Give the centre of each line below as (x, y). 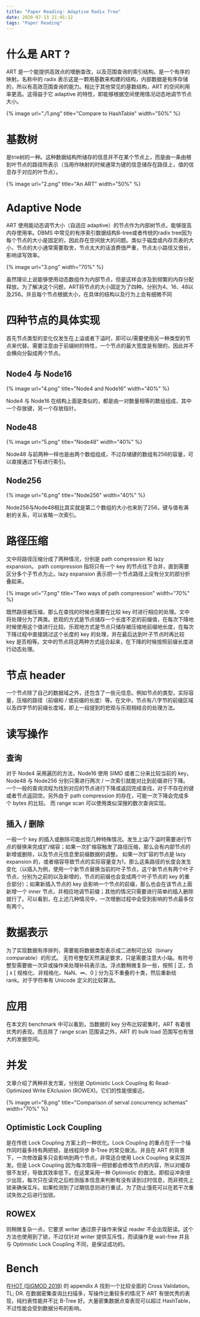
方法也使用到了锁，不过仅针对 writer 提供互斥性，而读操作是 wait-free (92, 1236)
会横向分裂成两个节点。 (35, 353)
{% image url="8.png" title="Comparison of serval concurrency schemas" (97, 1103)
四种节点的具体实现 (53, 321)
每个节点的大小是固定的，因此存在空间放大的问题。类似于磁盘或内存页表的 (97, 240)
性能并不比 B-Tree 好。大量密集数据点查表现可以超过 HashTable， (112, 1300)
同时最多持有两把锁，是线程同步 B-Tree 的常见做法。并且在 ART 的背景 (98, 1150)
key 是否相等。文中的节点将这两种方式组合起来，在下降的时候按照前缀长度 (97, 641)
